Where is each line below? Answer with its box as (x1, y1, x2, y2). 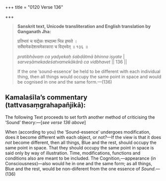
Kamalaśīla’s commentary (5, 93, 88, 102)
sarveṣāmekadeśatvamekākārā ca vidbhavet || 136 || (17, 59, 127, 65)
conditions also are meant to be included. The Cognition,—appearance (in (5, 155, 156, 161)
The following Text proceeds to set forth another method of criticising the (5, 114, 155, 120)
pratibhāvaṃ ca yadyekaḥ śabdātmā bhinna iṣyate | (17, 54, 125, 59)
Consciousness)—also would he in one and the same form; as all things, (5, 160, 153, 166)
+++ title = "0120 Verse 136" (5, 4, 63, 10)
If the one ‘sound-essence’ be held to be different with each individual (17, 69, 161, 74)
